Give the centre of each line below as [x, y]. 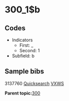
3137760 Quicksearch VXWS [34, 83]
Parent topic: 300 [22, 93]
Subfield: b [23, 56]
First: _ [26, 45]
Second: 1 [29, 50]
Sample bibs [24, 71]
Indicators [22, 40]
